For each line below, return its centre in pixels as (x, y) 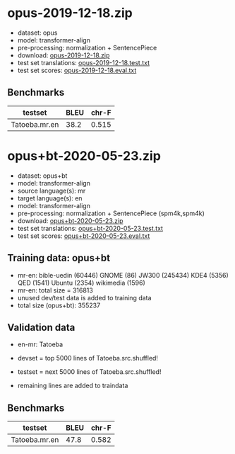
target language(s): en (50, 198)
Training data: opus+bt (59, 258)
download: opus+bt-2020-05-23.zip (70, 220)
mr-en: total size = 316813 (55, 290)
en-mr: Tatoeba (40, 344)
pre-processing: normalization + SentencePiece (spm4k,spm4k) (111, 213)
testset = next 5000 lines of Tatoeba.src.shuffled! (89, 372)
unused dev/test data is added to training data (84, 297)
